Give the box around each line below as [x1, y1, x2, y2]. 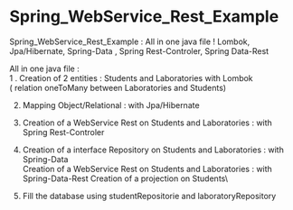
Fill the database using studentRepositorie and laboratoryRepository [22, 190, 277, 201]
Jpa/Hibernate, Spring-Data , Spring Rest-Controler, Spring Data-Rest [9, 45, 269, 56]
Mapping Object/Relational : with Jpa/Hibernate [22, 99, 201, 110]
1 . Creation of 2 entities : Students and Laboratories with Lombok [9, 72, 253, 83]
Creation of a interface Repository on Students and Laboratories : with [22, 144, 285, 155]
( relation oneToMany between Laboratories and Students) [9, 82, 227, 93]
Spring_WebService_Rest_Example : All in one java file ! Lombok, [9, 36, 250, 47]
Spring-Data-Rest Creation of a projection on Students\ [22, 173, 229, 184]
